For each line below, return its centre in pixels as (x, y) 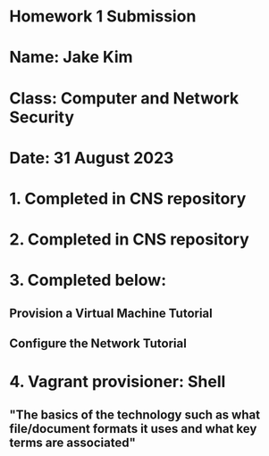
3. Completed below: (88, 281)
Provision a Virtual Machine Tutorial (111, 313)
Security (42, 117)
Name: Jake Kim (71, 58)
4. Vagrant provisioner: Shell (118, 382)
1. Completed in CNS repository (128, 199)
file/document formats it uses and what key (133, 429)
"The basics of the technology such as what (135, 415)
